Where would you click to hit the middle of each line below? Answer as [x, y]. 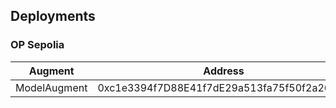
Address [224, 71]
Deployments [53, 16]
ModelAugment [51, 87]
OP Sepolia [37, 45]
